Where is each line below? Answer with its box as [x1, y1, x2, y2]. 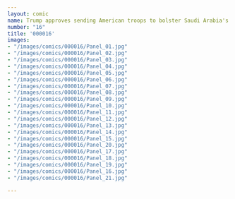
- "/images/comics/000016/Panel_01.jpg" [7, 43, 128, 50]
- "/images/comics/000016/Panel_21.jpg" [7, 174, 128, 181]
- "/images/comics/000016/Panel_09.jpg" [7, 96, 128, 103]
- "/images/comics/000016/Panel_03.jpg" [7, 56, 128, 64]
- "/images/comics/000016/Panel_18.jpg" [7, 155, 128, 162]
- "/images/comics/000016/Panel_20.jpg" [7, 142, 128, 149]
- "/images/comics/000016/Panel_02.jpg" [7, 50, 128, 57]
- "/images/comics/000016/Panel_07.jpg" [7, 83, 128, 90]
